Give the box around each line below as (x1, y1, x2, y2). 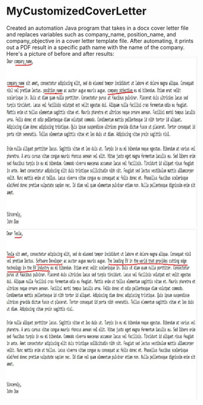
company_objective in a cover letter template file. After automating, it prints (6, 37, 194, 44)
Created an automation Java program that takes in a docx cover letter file (6, 24, 189, 32)
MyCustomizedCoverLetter (6, 4, 147, 18)
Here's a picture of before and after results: (6, 50, 115, 57)
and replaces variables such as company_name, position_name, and (6, 30, 176, 38)
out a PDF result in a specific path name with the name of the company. (6, 44, 185, 51)
